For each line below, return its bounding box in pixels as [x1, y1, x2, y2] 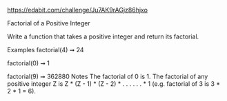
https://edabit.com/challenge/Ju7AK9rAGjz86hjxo [7, 6, 148, 14]
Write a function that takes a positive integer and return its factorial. [7, 32, 199, 41]
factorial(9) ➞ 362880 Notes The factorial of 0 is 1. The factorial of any [7, 72, 208, 80]
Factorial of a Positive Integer [7, 19, 91, 27]
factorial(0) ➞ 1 [7, 59, 50, 67]
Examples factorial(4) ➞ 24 [7, 46, 84, 54]
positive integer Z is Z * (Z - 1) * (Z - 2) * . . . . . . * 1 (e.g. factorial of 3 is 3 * [7, 80, 221, 88]
